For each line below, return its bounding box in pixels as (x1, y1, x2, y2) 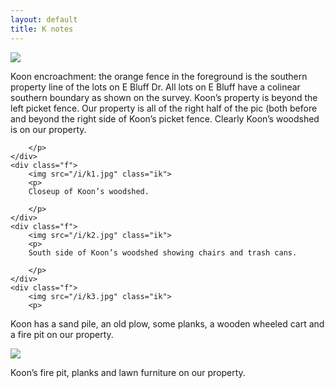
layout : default (10, 14, 78, 25)
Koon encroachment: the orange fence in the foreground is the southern (10, 70, 308, 82)
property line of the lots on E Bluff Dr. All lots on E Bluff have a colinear (10, 81, 301, 93)
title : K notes (10, 24, 74, 34)
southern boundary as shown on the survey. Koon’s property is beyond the (10, 91, 318, 103)
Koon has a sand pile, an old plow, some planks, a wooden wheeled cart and (10, 317, 325, 330)
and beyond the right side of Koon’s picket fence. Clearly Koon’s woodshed (10, 112, 320, 125)
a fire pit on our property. (10, 328, 114, 340)
